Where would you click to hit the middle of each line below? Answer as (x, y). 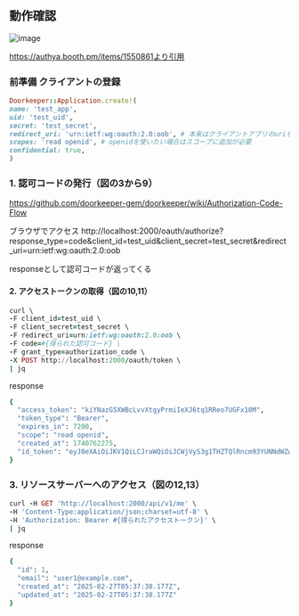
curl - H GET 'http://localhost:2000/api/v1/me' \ (103, 503)
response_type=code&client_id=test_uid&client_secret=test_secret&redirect (148, 241)
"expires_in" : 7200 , (55, 427)
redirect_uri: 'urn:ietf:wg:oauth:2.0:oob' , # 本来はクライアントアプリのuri (148, 134)
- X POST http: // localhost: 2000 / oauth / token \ (95, 360)
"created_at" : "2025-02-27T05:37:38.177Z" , (99, 587)
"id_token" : (40, 452)
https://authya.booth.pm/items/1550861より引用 (97, 56)
